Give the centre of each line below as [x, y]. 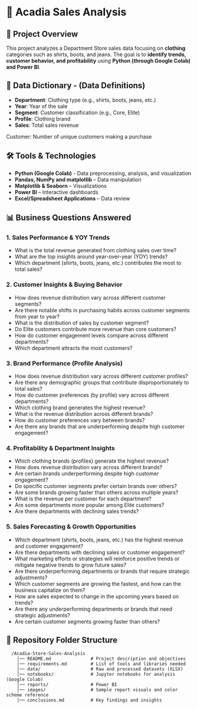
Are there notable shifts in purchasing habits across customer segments [102, 310]
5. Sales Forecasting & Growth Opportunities [71, 527]
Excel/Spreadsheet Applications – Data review [72, 198]
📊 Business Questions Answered [69, 218]
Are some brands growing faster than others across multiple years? [96, 493]
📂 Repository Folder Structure [62, 640]
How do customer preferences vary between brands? [80, 420]
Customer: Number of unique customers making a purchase [79, 136]
